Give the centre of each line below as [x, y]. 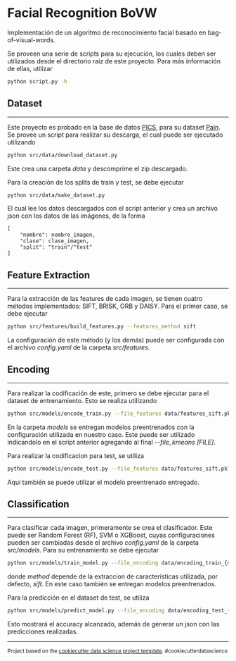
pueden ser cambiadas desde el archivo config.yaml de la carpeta [103, 543]
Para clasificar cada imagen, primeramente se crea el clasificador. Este [110, 528]
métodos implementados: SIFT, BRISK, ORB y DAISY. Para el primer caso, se [118, 306]
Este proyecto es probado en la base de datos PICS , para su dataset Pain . [114, 127]
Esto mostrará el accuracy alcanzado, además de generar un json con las [113, 624]
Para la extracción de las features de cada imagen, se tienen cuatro [105, 299]
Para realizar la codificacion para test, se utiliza [76, 455]
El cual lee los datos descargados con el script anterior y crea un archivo [112, 209]
